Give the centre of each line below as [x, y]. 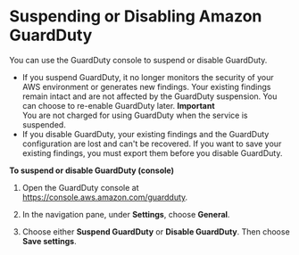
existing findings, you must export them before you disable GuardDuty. [152, 152]
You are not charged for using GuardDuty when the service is [135, 115]
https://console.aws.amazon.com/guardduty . [105, 197]
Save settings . [50, 241]
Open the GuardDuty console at [81, 187]
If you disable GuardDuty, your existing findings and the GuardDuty [145, 134]
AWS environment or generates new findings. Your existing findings [146, 86]
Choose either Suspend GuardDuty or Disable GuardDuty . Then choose [156, 231]
